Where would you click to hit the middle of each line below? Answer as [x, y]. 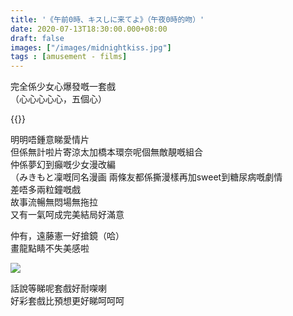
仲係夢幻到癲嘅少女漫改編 [63, 165]
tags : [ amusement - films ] [69, 57]
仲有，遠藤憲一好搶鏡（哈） [67, 236]
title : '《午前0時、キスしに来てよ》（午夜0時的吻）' [107, 19]
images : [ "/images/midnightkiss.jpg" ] [91, 47]
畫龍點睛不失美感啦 [50, 248]
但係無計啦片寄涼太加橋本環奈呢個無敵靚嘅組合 [106, 152]
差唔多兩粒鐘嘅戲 [45, 190]
